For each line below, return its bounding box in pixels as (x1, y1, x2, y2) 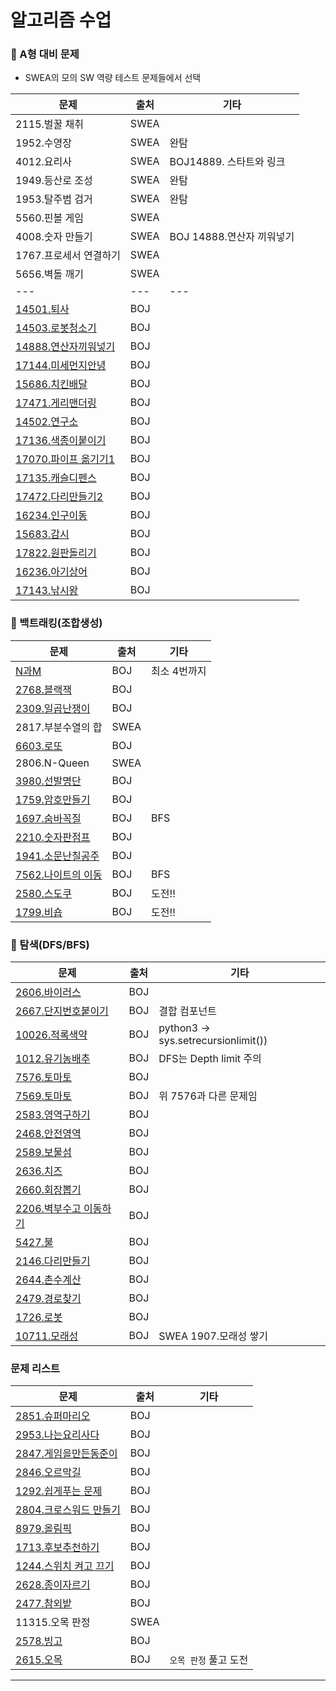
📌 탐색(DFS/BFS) (10, 937, 90, 951)
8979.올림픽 (15, 1522, 72, 1536)
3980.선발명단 (15, 774, 82, 788)
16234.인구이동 (15, 509, 88, 523)
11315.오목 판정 (15, 1616, 91, 1630)
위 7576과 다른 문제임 (158, 1089, 258, 1103)
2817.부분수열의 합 (15, 720, 103, 734)
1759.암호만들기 (15, 792, 91, 806)
